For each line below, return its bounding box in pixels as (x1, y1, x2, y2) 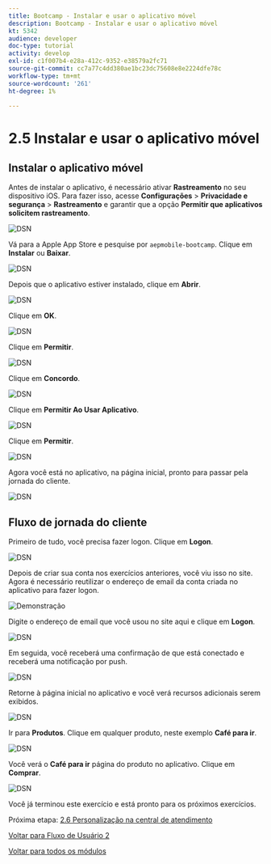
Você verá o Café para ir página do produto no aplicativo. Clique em (8, 760, 236, 769)
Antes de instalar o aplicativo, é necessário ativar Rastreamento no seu (8, 183, 247, 193)
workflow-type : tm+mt (8, 72, 81, 80)
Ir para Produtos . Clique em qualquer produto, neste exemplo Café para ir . (8, 728, 257, 738)
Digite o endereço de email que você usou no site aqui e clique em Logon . (8, 616, 256, 627)
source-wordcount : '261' (8, 79, 92, 87)
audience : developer (8, 34, 78, 43)
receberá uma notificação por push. (8, 657, 127, 667)
